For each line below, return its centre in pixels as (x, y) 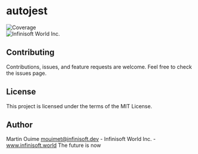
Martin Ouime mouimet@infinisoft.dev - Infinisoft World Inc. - (81, 139)
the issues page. (26, 73)
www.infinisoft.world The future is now (54, 145)
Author (19, 125)
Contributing (30, 53)
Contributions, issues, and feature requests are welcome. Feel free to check (99, 67)
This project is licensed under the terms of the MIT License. (79, 106)
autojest (27, 11)
